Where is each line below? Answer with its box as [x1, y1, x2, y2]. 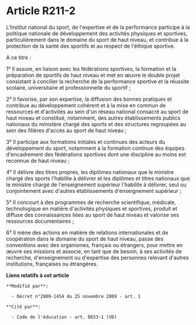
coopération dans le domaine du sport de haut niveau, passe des [6, 235, 164, 242]
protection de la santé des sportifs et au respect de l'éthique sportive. [6, 42, 175, 50]
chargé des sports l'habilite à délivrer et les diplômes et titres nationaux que [6, 175, 190, 182]
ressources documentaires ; [6, 217, 74, 225]
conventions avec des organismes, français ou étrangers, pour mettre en [6, 241, 183, 248]
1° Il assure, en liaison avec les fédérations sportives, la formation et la [6, 65, 177, 72]
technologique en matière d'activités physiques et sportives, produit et [6, 205, 178, 212]
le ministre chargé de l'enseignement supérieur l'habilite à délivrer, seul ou [6, 181, 187, 188]
